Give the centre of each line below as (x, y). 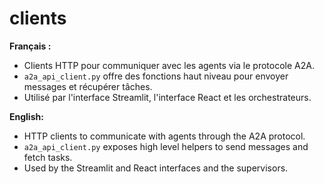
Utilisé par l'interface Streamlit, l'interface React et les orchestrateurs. (167, 97)
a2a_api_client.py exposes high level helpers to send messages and (166, 146)
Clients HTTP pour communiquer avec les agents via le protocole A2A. (169, 65)
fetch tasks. (48, 157)
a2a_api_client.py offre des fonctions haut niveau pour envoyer (156, 76)
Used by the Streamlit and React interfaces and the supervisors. (156, 168)
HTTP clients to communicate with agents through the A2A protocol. (164, 136)
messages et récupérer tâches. (88, 86)
